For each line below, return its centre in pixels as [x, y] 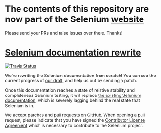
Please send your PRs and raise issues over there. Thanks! [64, 33]
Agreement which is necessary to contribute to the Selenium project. [74, 125]
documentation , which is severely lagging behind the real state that [72, 100]
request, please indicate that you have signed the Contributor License [75, 120]
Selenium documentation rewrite [73, 53]
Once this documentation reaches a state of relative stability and [70, 90]
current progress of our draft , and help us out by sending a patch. [71, 80]
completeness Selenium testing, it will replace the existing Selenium [73, 95]
